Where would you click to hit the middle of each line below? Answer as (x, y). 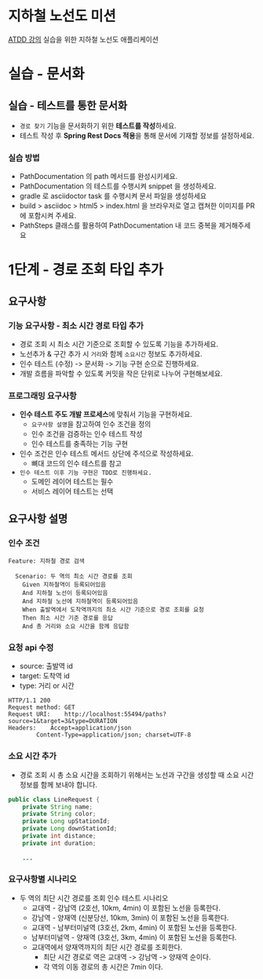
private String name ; (57, 807)
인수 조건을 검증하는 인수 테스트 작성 (87, 434)
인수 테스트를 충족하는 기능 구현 (79, 444)
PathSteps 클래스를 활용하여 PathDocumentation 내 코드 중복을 (118, 225)
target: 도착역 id (45, 676)
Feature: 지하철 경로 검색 (46, 561)
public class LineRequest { (54, 799)
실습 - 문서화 (46, 74)
